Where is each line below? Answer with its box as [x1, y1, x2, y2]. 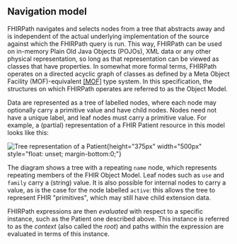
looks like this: [7, 128, 50, 136]
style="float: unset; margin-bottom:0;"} [7, 149, 122, 158]
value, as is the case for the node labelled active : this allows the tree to [7, 185, 216, 194]
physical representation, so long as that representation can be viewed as [7, 54, 219, 63]
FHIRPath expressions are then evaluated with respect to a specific [7, 207, 204, 215]
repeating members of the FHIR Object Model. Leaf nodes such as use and [7, 170, 225, 179]
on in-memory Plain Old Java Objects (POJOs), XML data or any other [7, 47, 212, 55]
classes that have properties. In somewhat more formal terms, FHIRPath [7, 62, 217, 70]
